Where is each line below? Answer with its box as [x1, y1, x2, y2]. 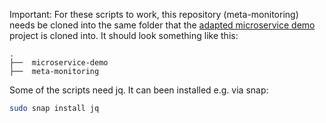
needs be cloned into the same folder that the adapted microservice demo [9, 19, 316, 31]
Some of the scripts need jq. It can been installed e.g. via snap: [9, 84, 269, 96]
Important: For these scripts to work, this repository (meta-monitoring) [9, 9, 299, 20]
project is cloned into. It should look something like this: [9, 30, 239, 41]
